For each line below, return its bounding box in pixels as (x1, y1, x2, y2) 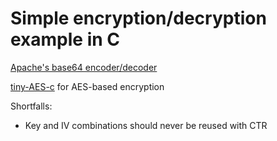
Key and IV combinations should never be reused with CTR (24, 119, 268, 131)
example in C (10, 28, 121, 51)
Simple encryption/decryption (10, 7, 267, 30)
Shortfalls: (10, 100, 53, 112)
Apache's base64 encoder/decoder (10, 61, 158, 73)
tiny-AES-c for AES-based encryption (10, 80, 165, 92)
